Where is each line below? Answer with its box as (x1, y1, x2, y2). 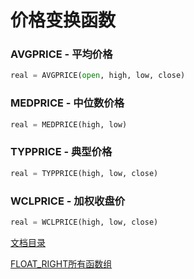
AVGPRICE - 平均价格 (10, 47, 113, 61)
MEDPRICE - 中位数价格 (10, 96, 125, 110)
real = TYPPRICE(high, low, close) (10, 168, 159, 178)
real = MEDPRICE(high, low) (10, 119, 128, 130)
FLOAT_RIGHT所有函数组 (10, 257, 113, 270)
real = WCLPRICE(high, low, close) (10, 217, 159, 227)
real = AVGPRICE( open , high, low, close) (10, 71, 186, 81)
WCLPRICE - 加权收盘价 (10, 194, 126, 208)
